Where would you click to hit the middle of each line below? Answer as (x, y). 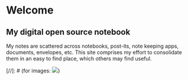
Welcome (30, 10)
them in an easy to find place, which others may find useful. (79, 59)
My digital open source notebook (68, 32)
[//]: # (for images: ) (33, 71)
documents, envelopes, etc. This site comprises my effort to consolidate (94, 52)
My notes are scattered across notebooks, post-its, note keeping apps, (93, 46)
